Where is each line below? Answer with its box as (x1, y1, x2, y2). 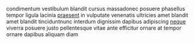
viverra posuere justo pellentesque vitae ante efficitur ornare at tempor (6, 24, 182, 31)
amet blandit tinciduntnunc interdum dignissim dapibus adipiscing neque (6, 18, 186, 25)
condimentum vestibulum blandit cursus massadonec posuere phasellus (6, 5, 186, 12)
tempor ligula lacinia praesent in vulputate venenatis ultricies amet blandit (6, 11, 189, 19)
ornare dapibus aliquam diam (6, 31, 79, 38)
